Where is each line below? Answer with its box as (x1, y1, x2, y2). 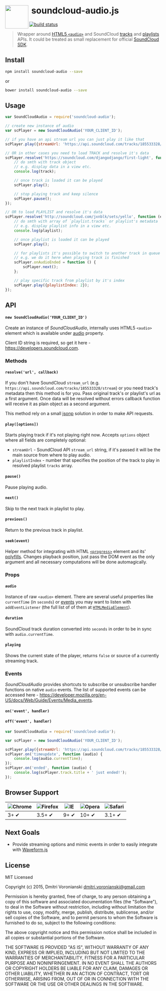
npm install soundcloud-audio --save (5, 69, 83, 74)
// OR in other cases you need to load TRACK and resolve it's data (5, 150, 149, 156)
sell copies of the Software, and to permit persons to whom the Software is (5, 915, 158, 921)
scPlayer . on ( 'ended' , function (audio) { (5, 765, 92, 771)
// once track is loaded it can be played (14, 178, 103, 183)
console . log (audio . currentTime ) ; (14, 756, 83, 761)
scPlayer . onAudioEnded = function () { (14, 260, 96, 265)
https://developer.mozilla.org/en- (39, 692, 107, 698)
